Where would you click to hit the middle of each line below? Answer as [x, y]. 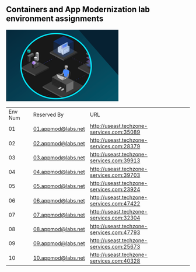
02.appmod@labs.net [59, 143]
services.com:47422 [115, 204]
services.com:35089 [115, 132]
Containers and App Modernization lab [78, 10]
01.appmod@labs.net [59, 129]
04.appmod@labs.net [59, 172]
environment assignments [55, 19]
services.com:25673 [115, 246]
